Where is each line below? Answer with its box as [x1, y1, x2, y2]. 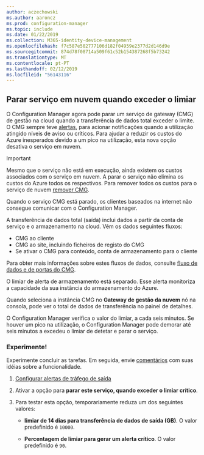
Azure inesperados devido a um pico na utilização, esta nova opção [6, 136, 177, 144]
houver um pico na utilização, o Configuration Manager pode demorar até [6, 321, 191, 328]
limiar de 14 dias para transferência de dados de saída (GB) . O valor [24, 417, 198, 424]
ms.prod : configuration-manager [6, 20, 88, 26]
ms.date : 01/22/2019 [6, 32, 59, 38]
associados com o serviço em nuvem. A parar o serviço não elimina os [6, 173, 184, 180]
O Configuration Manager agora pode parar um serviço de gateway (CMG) [6, 111, 194, 118]
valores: [15, 405, 35, 413]
